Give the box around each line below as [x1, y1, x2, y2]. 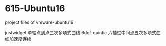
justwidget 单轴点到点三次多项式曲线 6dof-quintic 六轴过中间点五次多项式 [5, 29, 156, 35]
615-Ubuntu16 [5, 3, 65, 14]
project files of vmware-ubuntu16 [5, 19, 74, 25]
